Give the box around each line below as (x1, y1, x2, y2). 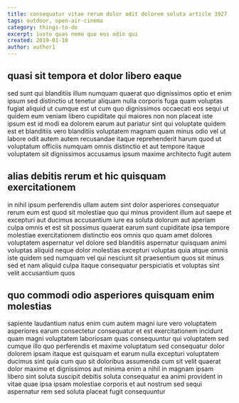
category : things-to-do (7, 24, 78, 31)
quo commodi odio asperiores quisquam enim (7, 290, 215, 302)
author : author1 (7, 44, 55, 51)
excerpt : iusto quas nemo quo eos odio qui (7, 30, 139, 38)
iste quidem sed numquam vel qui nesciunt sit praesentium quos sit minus (7, 253, 224, 262)
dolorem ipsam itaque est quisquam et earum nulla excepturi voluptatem (7, 350, 219, 358)
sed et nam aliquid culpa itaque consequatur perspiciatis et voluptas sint (7, 261, 220, 270)
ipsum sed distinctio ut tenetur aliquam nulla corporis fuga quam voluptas (7, 96, 223, 105)
